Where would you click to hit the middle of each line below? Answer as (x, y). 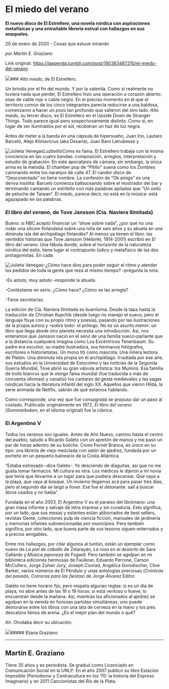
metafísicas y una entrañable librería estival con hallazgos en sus (75, 28)
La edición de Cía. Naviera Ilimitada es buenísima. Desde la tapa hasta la (80, 309)
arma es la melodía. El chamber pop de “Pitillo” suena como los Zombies (80, 167)
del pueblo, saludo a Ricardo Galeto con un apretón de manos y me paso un (84, 440)
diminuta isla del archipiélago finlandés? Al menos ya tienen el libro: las (79, 234)
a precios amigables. (27, 534)
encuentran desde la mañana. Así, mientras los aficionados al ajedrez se (80, 596)
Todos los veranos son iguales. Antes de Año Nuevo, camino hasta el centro (84, 434)
